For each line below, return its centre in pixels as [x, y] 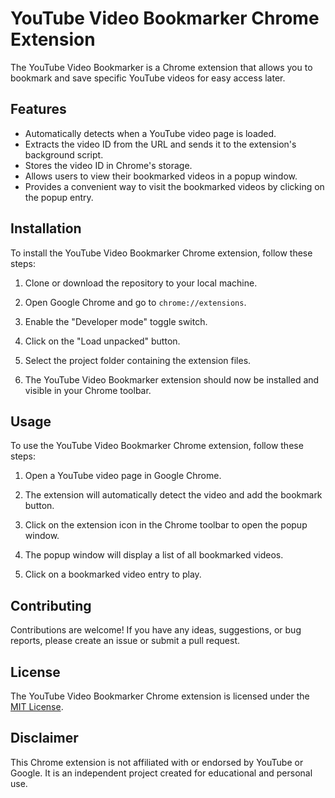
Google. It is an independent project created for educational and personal [161, 773]
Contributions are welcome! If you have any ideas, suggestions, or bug [156, 630]
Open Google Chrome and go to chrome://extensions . [135, 302]
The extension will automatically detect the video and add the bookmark [173, 495]
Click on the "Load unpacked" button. [102, 341]
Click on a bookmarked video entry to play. [113, 574]
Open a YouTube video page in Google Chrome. [123, 476]
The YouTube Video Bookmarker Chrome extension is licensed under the [160, 696]
